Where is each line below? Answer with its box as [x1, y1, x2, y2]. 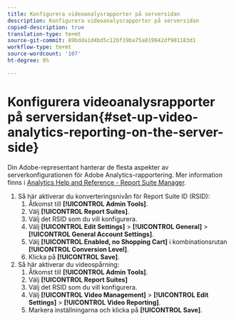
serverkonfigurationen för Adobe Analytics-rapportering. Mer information [7, 170, 223, 179]
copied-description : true [7, 24, 84, 31]
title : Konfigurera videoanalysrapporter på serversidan [7, 10, 180, 18]
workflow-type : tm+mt [7, 44, 72, 51]
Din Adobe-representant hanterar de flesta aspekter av [7, 163, 169, 171]
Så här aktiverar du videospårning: [17, 260, 120, 268]
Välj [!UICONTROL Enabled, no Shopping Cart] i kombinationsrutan [28, 237, 228, 246]
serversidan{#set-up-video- [25, 108, 198, 125]
